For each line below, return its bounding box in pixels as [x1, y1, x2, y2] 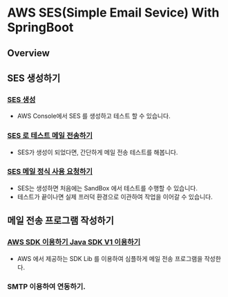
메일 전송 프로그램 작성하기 [7, 215, 114, 226]
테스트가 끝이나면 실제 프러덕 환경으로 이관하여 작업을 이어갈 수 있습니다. [17, 192, 213, 201]
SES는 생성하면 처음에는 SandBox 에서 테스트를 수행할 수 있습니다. [17, 183, 198, 192]
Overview [7, 47, 50, 59]
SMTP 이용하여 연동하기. [7, 282, 86, 291]
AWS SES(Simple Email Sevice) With [7, 5, 220, 21]
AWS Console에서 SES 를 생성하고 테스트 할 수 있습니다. [17, 112, 171, 120]
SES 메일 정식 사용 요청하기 [7, 167, 93, 177]
